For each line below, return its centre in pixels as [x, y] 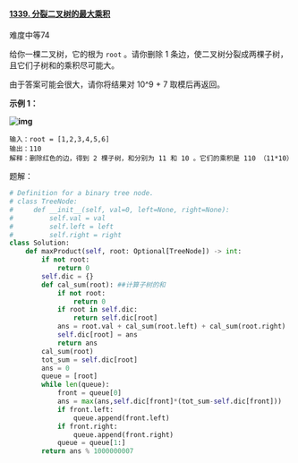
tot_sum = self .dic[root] [90, 360]
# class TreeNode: [43, 201]
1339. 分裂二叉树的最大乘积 [60, 13]
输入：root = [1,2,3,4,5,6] [60, 140]
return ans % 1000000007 [88, 451]
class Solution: [39, 243]
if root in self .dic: [98, 310]
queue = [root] [70, 376]
